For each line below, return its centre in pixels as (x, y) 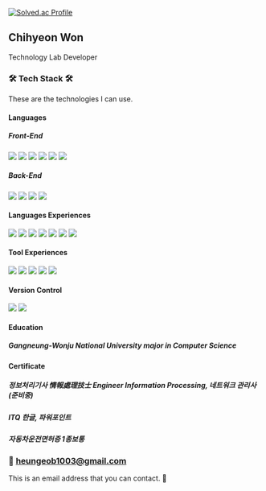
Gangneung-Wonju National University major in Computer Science (123, 345)
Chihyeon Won (46, 37)
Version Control (35, 290)
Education (26, 327)
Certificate (27, 365)
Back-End (25, 175)
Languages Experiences (49, 215)
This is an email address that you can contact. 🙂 (88, 478)
